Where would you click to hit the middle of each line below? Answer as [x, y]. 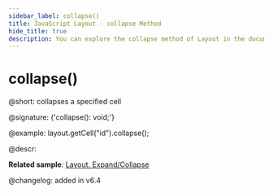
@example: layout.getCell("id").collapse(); [79, 133]
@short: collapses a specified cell [65, 102]
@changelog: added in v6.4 [55, 181]
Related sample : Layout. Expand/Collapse [79, 164]
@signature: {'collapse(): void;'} [62, 117]
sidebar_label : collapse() [54, 16]
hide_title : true [38, 31]
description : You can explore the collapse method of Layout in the [127, 39]
